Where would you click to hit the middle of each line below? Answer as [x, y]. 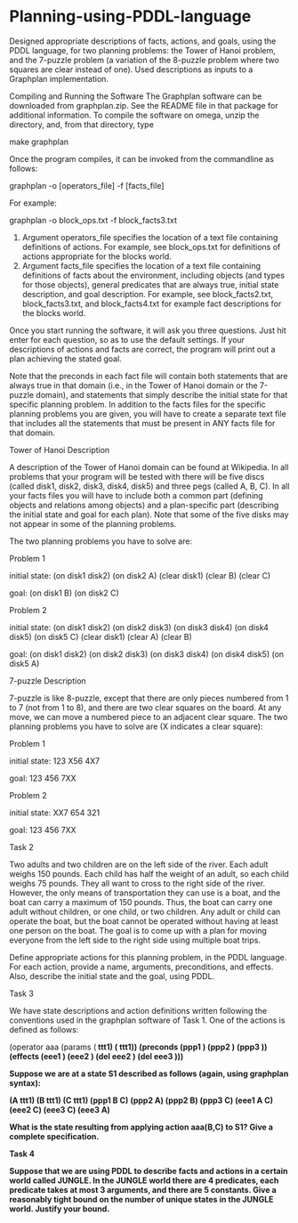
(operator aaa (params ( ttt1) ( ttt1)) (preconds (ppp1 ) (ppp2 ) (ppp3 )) [138, 1047]
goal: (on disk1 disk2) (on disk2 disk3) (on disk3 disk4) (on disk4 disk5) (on [147, 654]
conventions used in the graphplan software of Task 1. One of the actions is [147, 1020]
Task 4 [22, 1154]
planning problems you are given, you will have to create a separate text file [148, 413]
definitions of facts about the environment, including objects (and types [153, 275]
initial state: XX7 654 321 [55, 813]
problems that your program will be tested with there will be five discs [137, 476]
